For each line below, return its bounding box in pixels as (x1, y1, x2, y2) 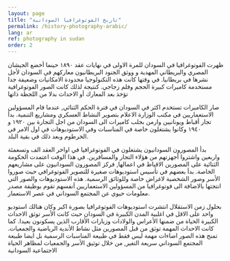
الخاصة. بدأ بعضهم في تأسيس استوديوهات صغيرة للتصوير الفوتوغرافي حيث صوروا (8, 167, 215, 175)
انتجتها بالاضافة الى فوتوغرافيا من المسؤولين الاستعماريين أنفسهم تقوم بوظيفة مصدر (8, 182, 222, 190)
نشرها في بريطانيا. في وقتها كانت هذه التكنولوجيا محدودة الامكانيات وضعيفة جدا (8, 75, 208, 83)
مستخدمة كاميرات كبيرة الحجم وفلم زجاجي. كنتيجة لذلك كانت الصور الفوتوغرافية (8, 83, 212, 90)
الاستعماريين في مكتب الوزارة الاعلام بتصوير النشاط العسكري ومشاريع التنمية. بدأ (8, 110, 214, 119)
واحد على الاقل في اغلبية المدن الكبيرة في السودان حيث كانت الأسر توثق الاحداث (8, 210, 214, 218)
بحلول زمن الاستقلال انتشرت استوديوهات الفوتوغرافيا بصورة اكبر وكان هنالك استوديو (8, 203, 222, 210)
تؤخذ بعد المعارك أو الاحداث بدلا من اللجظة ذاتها (8, 90, 129, 98)
